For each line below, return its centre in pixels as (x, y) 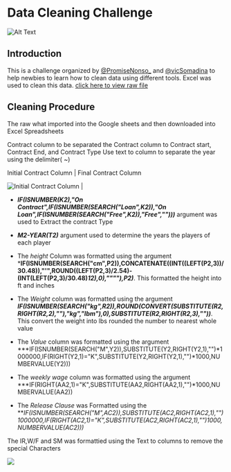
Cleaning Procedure (51, 107)
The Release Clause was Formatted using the (82, 405)
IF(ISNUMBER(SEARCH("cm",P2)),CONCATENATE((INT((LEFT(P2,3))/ (122, 263)
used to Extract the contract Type (65, 221)
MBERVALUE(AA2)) (45, 392)
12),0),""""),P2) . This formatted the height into (155, 278)
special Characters (34, 448)
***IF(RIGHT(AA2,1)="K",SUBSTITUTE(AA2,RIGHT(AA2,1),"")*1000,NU (119, 384)
